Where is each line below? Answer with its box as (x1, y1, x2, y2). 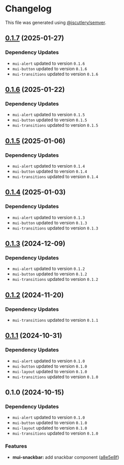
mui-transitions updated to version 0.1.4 (12, 174, 99, 180)
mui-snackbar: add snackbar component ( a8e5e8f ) (12, 454, 120, 460)
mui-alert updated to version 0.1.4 (12, 163, 85, 169)
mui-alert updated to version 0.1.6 (12, 60, 85, 66)
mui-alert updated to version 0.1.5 (12, 112, 85, 118)
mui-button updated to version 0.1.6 (12, 65, 87, 71)
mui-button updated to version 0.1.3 (12, 220, 87, 226)
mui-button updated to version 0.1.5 (12, 117, 87, 123)
